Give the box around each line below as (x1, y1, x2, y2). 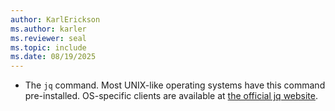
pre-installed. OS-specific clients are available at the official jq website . (24, 90, 319, 102)
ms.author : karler (10, 24, 87, 34)
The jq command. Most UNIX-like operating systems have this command (24, 79, 326, 91)
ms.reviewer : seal (10, 33, 87, 43)
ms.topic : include (10, 42, 87, 53)
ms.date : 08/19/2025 (10, 52, 97, 62)
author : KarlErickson (10, 14, 101, 25)
